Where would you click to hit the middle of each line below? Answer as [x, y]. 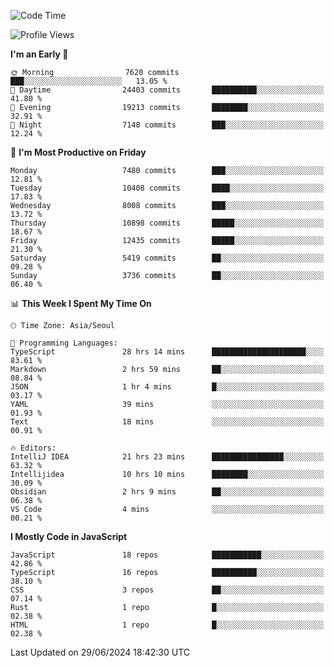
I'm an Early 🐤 [39, 54]
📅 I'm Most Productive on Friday [78, 152]
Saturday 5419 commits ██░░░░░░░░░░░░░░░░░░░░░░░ [167, 258]
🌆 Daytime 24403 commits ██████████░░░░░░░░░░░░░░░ [167, 90]
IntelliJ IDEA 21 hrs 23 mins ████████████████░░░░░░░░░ [167, 457]
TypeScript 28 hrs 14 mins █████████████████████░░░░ [167, 352]
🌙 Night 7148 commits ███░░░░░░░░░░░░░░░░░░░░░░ [167, 125]
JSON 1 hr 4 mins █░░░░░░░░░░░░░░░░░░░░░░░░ [167, 387]
